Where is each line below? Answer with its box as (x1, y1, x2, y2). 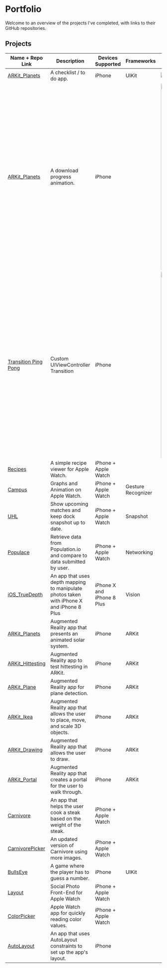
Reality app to (50, 657, 83, 664)
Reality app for (50, 683, 84, 690)
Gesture (125, 483, 145, 490)
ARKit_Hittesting (7, 660, 46, 667)
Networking (125, 549, 153, 556)
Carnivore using (50, 848, 88, 855)
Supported (95, 61, 121, 68)
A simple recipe (50, 459, 87, 466)
